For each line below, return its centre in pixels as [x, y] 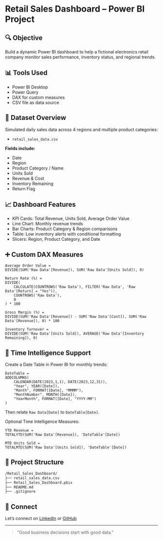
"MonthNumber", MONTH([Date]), [45, 395]
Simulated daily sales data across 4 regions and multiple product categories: [81, 129]
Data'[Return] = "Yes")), [31, 291]
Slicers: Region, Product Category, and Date [56, 239]
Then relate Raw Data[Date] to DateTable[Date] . [52, 412]
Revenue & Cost [28, 178]
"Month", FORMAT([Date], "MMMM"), [49, 390]
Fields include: [20, 148]
